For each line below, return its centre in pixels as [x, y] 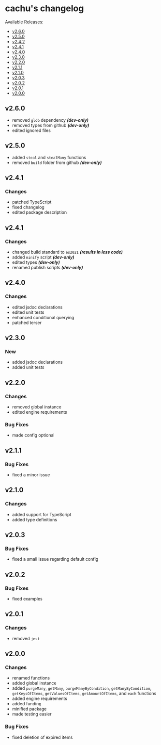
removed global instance [37, 407]
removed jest [26, 638]
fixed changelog [28, 207]
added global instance [34, 683]
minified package [29, 709]
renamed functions [31, 678]
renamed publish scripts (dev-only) [47, 267]
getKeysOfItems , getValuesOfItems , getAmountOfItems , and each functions [84, 694]
